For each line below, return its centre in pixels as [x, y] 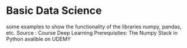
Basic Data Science [54, 11]
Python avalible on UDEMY [39, 39]
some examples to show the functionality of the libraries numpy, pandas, [94, 27]
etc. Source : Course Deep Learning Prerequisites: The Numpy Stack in [92, 32]
